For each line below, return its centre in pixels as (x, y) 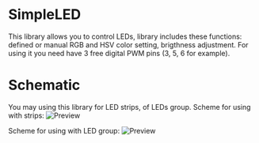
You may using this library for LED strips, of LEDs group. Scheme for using (129, 107)
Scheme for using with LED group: (64, 130)
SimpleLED (45, 15)
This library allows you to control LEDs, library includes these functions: (125, 36)
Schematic (44, 85)
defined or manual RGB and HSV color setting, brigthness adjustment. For (128, 44)
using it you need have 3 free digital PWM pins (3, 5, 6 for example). (119, 53)
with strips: (27, 115)
